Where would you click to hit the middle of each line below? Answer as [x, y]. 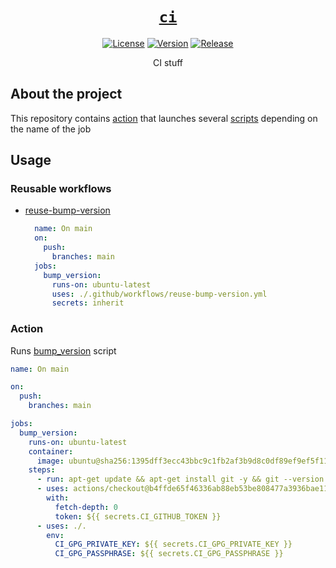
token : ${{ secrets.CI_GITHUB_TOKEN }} [138, 516]
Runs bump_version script [63, 350]
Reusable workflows [61, 189]
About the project [66, 94]
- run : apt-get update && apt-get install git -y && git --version [180, 479]
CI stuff [168, 62]
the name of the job [51, 129]
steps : [42, 470]
